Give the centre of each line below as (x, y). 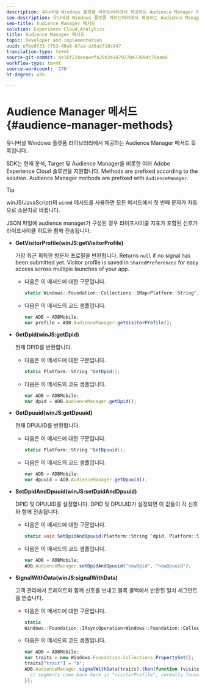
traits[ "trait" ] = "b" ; (55, 663)
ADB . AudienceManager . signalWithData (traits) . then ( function (101, 669)
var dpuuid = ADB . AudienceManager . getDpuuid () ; (86, 480)
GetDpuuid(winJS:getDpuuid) (54, 413)
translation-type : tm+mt (38, 52)
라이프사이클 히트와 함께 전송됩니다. (49, 231)
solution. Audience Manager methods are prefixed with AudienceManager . (98, 178)
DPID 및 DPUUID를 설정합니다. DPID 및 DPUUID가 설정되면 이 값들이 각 (101, 504)
